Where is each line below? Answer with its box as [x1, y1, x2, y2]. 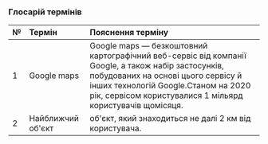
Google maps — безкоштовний [89, 41, 208, 52]
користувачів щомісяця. [89, 100, 183, 111]
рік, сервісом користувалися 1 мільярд [89, 90, 243, 101]
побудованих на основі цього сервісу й [89, 70, 242, 81]
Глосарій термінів [8, 6, 82, 18]
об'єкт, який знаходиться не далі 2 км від [89, 113, 251, 124]
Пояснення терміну [89, 27, 169, 38]
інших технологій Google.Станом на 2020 [89, 80, 251, 91]
